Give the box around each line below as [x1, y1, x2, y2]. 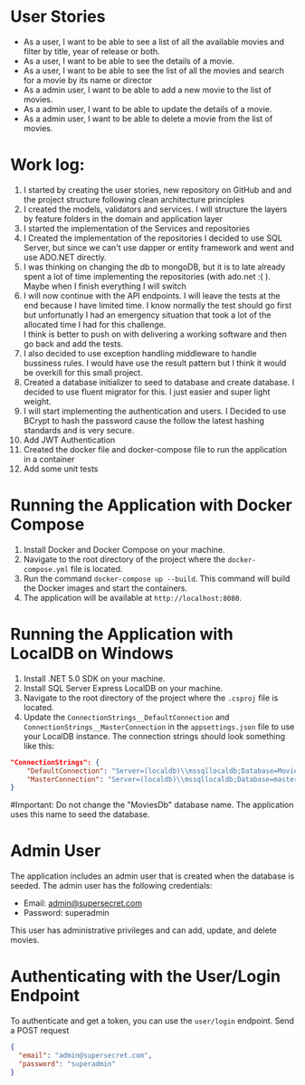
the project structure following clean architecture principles [23, 194, 245, 205]
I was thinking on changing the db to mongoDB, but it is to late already [23, 261, 286, 272]
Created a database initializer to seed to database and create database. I [23, 376, 295, 387]
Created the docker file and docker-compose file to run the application [23, 443, 288, 454]
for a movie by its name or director [23, 74, 153, 85]
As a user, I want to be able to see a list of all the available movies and [23, 36, 284, 47]
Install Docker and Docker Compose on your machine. [23, 544, 225, 555]
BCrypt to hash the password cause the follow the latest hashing [23, 414, 265, 426]
